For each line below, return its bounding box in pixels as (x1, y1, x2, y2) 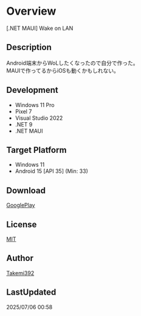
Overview (6, 4, 57, 18)
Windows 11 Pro (15, 101, 55, 108)
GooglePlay (6, 202, 35, 209)
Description (6, 42, 52, 53)
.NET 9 (15, 120, 33, 128)
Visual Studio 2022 (15, 114, 63, 122)
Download (6, 185, 46, 196)
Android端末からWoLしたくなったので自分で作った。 (6, 59, 139, 67)
